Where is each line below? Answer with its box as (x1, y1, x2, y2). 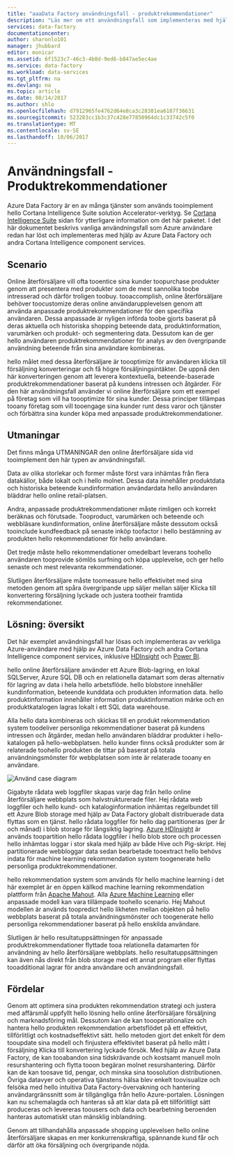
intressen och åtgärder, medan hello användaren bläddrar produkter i (7, 730, 205, 740)
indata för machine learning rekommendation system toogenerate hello (7, 854, 211, 862)
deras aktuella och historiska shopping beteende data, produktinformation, (7, 322, 221, 330)
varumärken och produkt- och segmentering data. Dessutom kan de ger (7, 329, 214, 337)
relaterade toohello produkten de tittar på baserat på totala (7, 746, 175, 754)
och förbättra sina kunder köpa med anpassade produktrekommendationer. (7, 410, 224, 417)
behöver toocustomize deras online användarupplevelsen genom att (7, 299, 203, 308)
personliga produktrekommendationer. (7, 862, 117, 870)
